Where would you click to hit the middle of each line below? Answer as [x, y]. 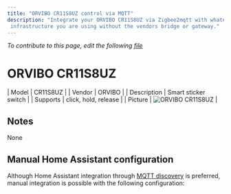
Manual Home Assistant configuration [90, 159]
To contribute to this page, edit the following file [75, 46]
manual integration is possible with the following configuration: [96, 183]
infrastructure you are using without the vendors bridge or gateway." [115, 26]
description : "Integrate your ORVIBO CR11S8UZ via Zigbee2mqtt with [107, 20]
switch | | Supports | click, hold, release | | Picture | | [112, 99]
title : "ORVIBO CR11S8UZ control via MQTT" [70, 13]
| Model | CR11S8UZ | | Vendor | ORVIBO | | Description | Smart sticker [106, 93]
